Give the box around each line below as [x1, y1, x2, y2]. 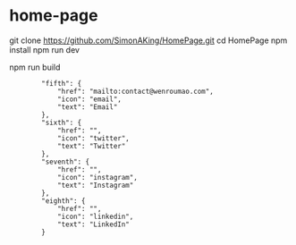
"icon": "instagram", [56, 173, 139, 182]
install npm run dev [9, 44, 80, 55]
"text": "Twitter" [56, 141, 126, 150]
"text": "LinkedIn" [56, 220, 130, 229]
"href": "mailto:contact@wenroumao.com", [56, 87, 215, 96]
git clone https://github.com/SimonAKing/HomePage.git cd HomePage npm [9, 35, 288, 46]
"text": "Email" [56, 102, 118, 112]
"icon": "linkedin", [56, 212, 134, 221]
